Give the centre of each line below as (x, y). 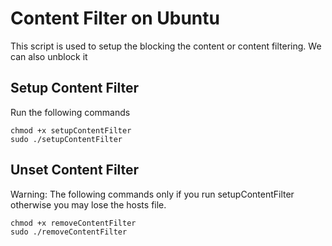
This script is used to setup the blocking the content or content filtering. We (166, 46)
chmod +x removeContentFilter (73, 223)
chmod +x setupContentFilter (71, 130)
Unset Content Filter (75, 170)
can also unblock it (49, 56)
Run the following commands (70, 112)
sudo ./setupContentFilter (66, 139)
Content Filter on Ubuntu (115, 18)
